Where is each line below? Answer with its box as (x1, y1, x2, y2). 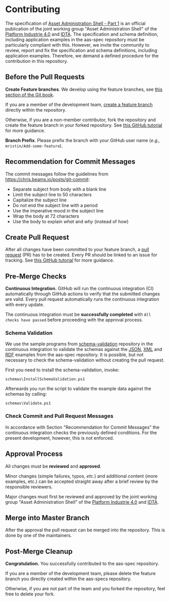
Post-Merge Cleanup (5, 547, 73, 556)
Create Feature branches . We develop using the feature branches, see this (5, 86, 163, 92)
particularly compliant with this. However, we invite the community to (5, 42, 150, 48)
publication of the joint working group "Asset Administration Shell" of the (5, 25, 157, 31)
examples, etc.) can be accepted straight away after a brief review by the (5, 478, 158, 484)
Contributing (5, 4, 60, 15)
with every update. (5, 302, 45, 308)
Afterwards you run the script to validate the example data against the (5, 385, 151, 392)
